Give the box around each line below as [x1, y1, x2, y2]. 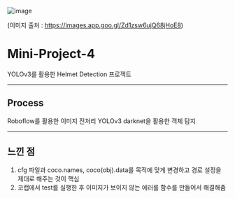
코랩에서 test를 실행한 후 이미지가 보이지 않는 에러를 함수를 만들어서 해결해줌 [17, 183, 226, 192]
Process [7, 97, 44, 109]
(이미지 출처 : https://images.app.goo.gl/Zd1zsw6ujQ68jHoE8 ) [7, 21, 184, 29]
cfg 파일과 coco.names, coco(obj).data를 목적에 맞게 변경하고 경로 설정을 [17, 165, 222, 174]
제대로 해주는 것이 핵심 [17, 174, 80, 183]
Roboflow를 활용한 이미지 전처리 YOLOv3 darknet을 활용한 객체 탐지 [7, 116, 196, 125]
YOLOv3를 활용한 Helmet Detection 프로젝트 [7, 70, 131, 78]
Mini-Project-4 [7, 46, 96, 62]
